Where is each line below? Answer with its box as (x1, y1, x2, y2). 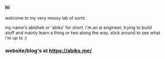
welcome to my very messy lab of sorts (5, 15, 85, 21)
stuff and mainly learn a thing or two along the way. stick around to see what (5, 30, 161, 36)
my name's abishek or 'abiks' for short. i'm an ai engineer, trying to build (5, 25, 152, 30)
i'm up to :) (5, 35, 27, 41)
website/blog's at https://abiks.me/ (5, 47, 92, 54)
